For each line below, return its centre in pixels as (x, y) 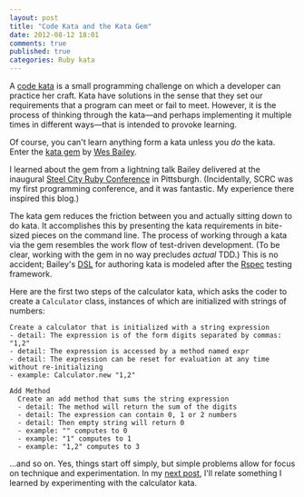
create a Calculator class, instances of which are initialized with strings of (148, 301)
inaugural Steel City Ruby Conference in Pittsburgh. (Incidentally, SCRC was (151, 179)
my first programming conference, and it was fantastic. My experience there (152, 189)
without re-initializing (56, 367)
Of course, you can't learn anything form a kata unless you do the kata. (142, 142)
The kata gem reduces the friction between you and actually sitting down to (151, 216)
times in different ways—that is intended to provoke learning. (123, 124)
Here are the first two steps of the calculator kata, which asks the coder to (148, 291)
